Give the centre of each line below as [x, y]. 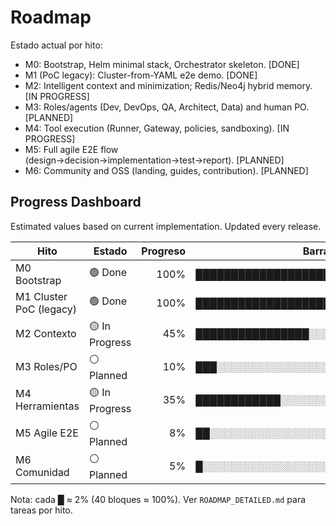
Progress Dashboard [76, 202]
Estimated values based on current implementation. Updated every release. [166, 226]
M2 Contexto [46, 334]
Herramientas [47, 406]
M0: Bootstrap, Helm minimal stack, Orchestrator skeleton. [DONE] [162, 64]
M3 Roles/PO [46, 367]
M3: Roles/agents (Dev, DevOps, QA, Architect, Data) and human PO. [167, 107]
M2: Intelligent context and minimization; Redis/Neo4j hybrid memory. [168, 85]
